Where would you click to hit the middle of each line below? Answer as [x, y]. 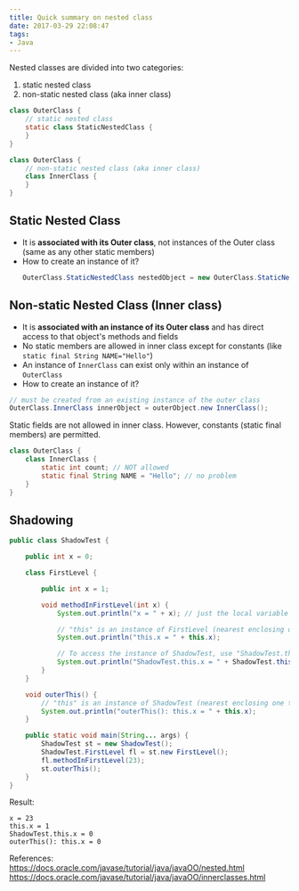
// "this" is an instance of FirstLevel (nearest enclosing [170, 629]
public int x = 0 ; [59, 557]
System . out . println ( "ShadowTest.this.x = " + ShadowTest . [166, 662]
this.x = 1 [29, 826]
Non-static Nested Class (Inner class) [116, 305]
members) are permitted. [55, 435]
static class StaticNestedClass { [89, 127]
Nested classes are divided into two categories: [97, 68]
